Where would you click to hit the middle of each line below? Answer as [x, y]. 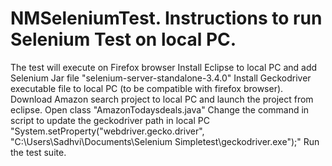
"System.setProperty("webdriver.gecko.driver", [107, 131]
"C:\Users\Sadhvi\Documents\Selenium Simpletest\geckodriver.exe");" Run [165, 141]
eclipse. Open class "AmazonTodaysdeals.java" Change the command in [160, 109]
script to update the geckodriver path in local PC [110, 120]
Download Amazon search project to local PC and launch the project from [162, 99]
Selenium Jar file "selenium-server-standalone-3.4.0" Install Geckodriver [161, 78]
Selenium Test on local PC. [123, 39]
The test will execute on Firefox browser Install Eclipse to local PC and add [164, 67]
